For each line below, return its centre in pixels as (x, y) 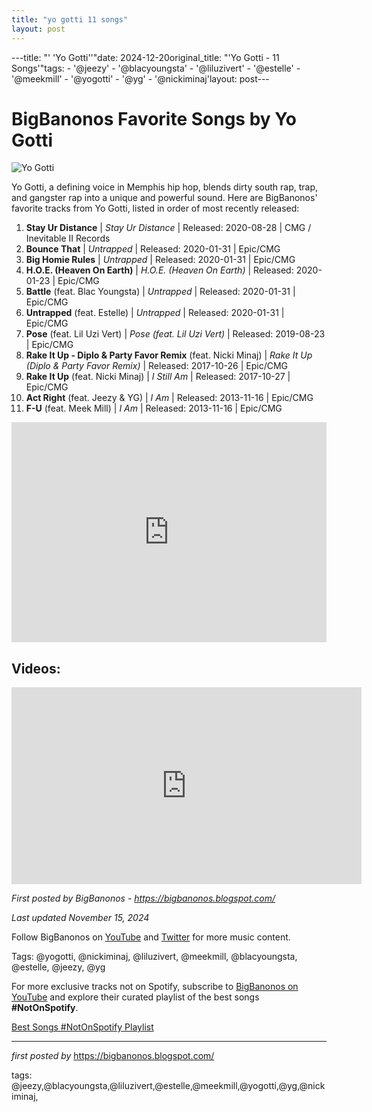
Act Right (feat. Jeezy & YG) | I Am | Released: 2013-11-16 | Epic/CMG (169, 398)
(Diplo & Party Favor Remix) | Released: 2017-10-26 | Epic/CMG (157, 366)
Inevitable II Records (68, 238)
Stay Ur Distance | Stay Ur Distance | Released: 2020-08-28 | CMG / (168, 228)
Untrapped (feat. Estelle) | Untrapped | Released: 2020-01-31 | (155, 313)
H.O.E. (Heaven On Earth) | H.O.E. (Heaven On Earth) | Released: (159, 270)
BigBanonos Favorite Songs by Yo (154, 118)
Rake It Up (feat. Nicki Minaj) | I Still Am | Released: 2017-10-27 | (158, 377)
